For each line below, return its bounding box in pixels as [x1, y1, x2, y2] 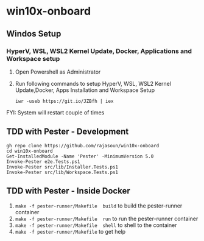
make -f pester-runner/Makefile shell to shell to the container [15, 221, 177, 229]
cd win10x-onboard [6, 148, 53, 154]
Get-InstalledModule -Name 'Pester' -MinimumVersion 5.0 [6, 153, 154, 159]
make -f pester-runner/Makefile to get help [15, 228, 126, 235]
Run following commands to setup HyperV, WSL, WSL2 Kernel [15, 80, 172, 87]
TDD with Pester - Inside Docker [6, 186, 130, 196]
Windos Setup [6, 29, 62, 39]
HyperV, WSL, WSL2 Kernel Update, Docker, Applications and [6, 47, 192, 55]
